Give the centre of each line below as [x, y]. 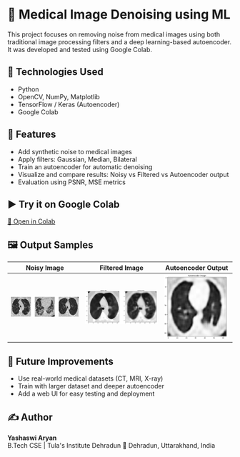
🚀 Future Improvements [61, 361]
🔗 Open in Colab [31, 221]
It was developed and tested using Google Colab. [80, 49]
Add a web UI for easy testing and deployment [86, 394]
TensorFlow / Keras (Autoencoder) [69, 104]
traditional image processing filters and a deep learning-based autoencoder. [120, 41]
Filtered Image [122, 268]
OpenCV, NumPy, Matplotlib [59, 96]
